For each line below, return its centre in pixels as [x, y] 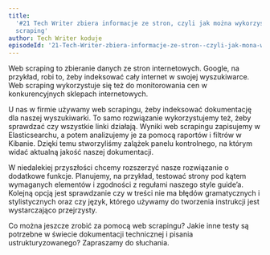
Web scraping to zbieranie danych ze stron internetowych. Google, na [124, 68]
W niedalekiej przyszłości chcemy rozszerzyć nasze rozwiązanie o [119, 168]
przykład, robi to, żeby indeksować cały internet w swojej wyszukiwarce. [129, 77]
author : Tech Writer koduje [55, 38]
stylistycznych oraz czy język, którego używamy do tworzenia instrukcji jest [134, 202]
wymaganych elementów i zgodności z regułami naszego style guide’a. [126, 184]
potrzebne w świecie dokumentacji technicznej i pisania [101, 234]
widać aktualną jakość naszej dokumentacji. [81, 152]
